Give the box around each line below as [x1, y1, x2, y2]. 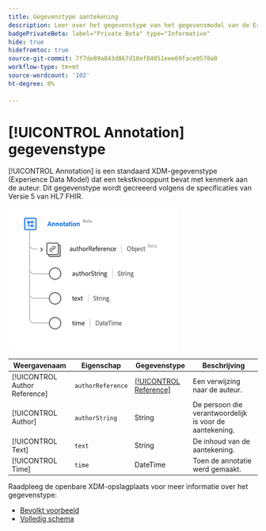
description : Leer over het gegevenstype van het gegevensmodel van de [8, 21, 249, 29]
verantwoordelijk [192, 409, 248, 418]
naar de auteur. [192, 385, 243, 394]
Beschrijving [202, 360, 245, 370]
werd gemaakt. [192, 464, 241, 474]
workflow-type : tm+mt [8, 63, 80, 71]
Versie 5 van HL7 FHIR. [8, 191, 84, 202]
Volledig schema [19, 514, 74, 524]
